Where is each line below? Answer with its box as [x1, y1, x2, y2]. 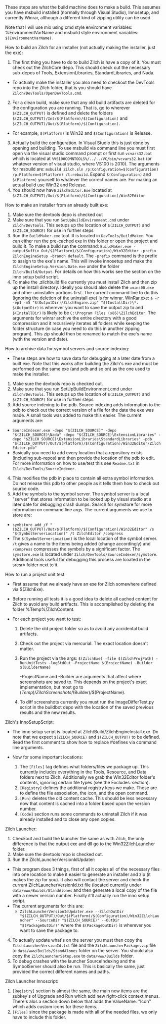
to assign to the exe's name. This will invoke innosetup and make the [12, 258, 152, 264]
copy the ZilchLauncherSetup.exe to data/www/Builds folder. [12, 953, 134, 959]
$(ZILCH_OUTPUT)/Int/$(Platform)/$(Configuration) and [12, 115, 128, 121]
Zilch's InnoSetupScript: [5, 719, 54, 725]
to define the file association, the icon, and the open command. [19, 790, 149, 796]
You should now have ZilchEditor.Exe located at [12, 187, 112, 193]
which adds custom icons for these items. [12, 1004, 98, 1010]
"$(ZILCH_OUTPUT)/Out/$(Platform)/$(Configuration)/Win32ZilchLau [19, 914, 160, 918]
